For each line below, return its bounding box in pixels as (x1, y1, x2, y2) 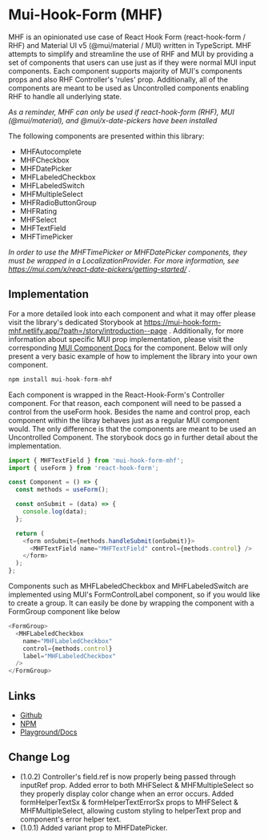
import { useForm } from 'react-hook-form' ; (8, 464, 159, 472)
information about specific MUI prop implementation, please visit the (8, 334, 234, 344)
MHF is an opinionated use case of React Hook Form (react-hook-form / (8, 32, 246, 42)
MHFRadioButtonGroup (19, 198, 98, 207)
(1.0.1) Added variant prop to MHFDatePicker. (19, 822, 168, 832)
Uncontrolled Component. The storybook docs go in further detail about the (8, 432, 258, 442)
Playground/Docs (19, 727, 78, 737)
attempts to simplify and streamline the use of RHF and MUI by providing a (8, 49, 254, 58)
